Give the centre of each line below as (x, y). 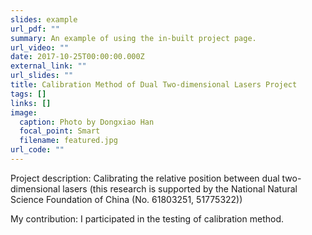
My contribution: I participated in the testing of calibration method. (147, 218)
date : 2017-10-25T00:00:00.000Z (77, 57)
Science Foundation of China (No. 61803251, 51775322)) (126, 199)
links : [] (31, 103)
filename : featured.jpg (68, 141)
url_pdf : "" (35, 29)
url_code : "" (37, 150)
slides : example (44, 19)
